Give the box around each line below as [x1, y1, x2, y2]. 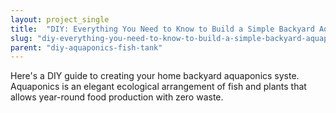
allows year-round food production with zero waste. [10, 91, 224, 103]
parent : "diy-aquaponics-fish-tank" [10, 42, 163, 53]
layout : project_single [10, 14, 110, 25]
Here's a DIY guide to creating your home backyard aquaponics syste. [10, 70, 300, 82]
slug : [10, 33, 33, 43]
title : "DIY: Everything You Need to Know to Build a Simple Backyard [10, 24, 315, 34]
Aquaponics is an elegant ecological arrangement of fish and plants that [10, 81, 307, 93]
